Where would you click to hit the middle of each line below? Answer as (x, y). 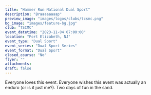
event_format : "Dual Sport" (34, 50)
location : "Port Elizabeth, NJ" (38, 37)
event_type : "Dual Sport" (31, 41)
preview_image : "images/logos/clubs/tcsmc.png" (54, 19)
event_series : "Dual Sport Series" (41, 46)
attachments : (18, 64)
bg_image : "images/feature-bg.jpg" (41, 23)
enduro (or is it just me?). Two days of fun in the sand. (59, 87)
